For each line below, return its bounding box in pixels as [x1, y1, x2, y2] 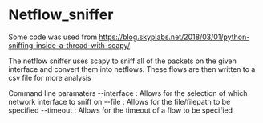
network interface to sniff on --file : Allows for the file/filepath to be [8, 97, 231, 106]
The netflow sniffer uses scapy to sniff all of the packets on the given [8, 56, 237, 65]
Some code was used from [8, 32, 98, 42]
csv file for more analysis [8, 73, 91, 82]
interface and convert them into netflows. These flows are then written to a [8, 64, 256, 73]
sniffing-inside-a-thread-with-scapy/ [8, 40, 131, 50]
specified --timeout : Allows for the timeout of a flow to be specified [8, 105, 233, 115]
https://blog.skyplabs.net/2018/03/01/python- [99, 32, 250, 42]
